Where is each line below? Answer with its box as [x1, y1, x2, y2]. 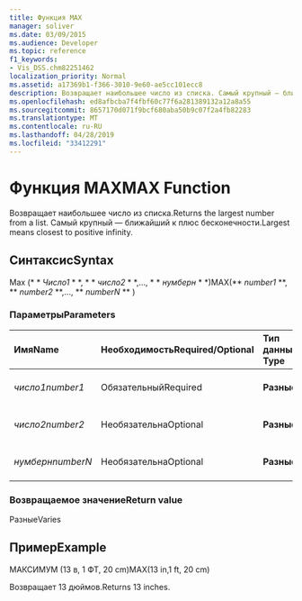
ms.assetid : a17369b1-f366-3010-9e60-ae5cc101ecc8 [9, 80, 203, 89]
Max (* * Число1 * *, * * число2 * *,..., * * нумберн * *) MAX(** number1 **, [9, 277, 288, 287]
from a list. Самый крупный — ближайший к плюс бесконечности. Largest [9, 217, 290, 228]
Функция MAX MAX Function [9, 178, 231, 198]
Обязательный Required [100, 380, 202, 393]
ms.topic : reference [9, 47, 87, 56]
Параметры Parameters [9, 308, 116, 321]
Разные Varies [9, 514, 61, 525]
